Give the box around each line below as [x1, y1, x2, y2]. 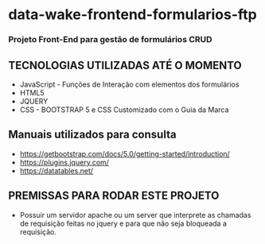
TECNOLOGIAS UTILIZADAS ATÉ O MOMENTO [8, 58, 243, 72]
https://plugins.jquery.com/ [19, 157, 110, 167]
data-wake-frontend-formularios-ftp [8, 6, 257, 24]
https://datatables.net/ [19, 165, 94, 176]
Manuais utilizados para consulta [8, 128, 177, 141]
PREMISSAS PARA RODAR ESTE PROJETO [8, 189, 220, 203]
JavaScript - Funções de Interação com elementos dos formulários [19, 79, 240, 89]
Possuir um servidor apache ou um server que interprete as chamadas [19, 210, 251, 219]
